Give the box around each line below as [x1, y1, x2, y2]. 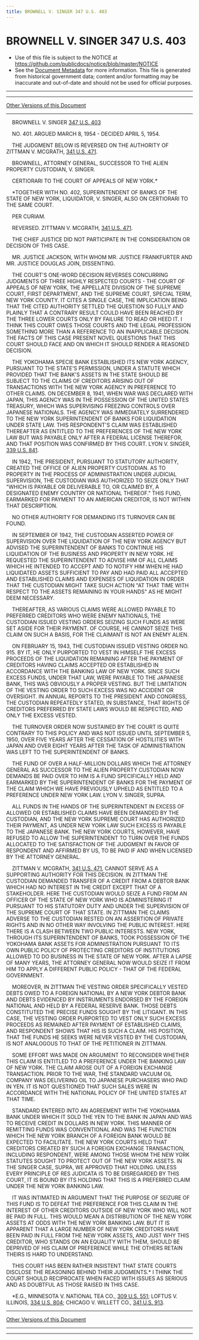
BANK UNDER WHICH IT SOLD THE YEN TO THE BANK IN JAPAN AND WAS [6, 1113, 192, 1120]
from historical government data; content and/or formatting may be [14, 72, 179, 80]
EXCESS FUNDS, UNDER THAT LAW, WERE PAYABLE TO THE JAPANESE [6, 674, 184, 681]
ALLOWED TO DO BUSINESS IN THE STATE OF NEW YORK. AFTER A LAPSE [6, 952, 192, 960]
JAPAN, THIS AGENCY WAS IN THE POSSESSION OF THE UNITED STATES [6, 396, 189, 403]
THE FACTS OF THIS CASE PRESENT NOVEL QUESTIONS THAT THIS [6, 334, 176, 341]
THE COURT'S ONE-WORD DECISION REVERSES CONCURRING [11, 271, 169, 279]
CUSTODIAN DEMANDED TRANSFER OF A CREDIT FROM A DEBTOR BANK [6, 877, 190, 884]
